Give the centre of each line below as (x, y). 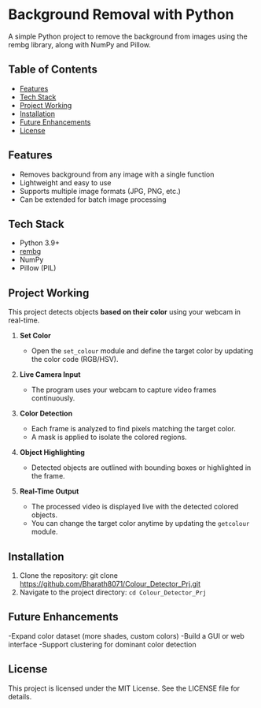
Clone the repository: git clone (68, 576)
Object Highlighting (52, 453)
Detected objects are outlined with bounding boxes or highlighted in (141, 468)
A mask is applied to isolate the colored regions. (109, 437)
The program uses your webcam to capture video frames (124, 390)
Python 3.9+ (40, 243)
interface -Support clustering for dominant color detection (102, 644)
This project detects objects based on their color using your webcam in (125, 312)
